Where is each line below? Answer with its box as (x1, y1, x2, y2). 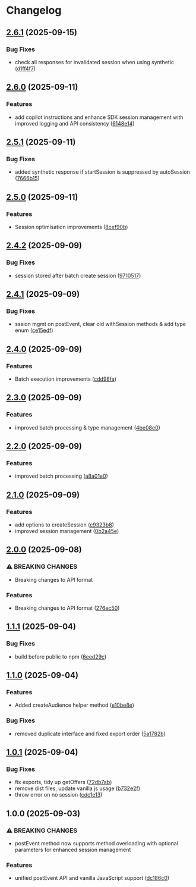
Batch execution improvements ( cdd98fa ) (14, 375, 117, 383)
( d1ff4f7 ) (14, 65, 36, 72)
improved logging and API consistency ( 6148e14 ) (14, 120, 135, 127)
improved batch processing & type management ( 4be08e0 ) (14, 424, 160, 431)
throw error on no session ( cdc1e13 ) (14, 791, 103, 798)
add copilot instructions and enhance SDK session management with (14, 114, 184, 121)
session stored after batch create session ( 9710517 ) (14, 272, 141, 279)
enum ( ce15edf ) (14, 327, 53, 334)
